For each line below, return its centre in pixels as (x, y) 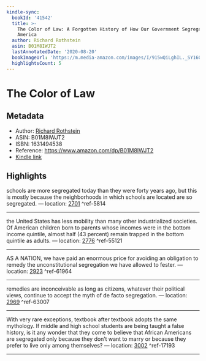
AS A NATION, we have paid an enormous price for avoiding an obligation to (102, 258)
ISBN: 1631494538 (39, 144)
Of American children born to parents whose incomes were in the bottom (99, 228)
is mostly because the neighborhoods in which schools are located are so (99, 197)
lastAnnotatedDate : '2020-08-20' (55, 52)
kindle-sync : (23, 12)
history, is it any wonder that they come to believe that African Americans (99, 333)
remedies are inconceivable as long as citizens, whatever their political (96, 289)
